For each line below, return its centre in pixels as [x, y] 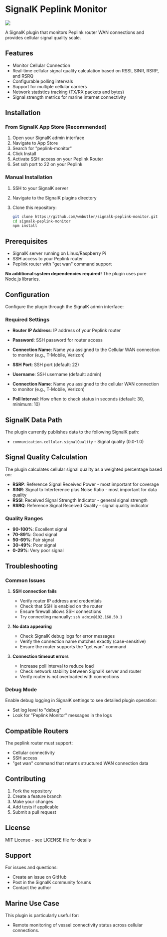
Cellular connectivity [33, 752]
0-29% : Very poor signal [38, 551]
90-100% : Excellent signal [40, 529]
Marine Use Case [32, 903]
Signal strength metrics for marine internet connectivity [69, 97]
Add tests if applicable [35, 807]
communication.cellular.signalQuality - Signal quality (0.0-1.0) [78, 442]
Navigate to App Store [35, 143]
